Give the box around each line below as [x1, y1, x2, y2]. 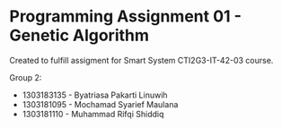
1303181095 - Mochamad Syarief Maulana [22, 98, 179, 109]
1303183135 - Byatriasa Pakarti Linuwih [22, 90, 168, 100]
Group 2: [9, 72, 42, 82]
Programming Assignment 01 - [9, 6, 242, 27]
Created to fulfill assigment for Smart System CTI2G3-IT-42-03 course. [9, 55, 274, 65]
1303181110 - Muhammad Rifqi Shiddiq [22, 108, 164, 119]
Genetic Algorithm [9, 25, 150, 46]
